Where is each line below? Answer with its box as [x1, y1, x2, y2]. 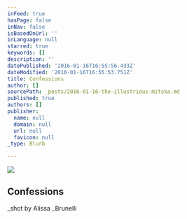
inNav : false [7, 23, 46, 30]
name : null [13, 114, 46, 121]
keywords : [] [7, 50, 46, 57]
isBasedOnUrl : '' [7, 29, 58, 37]
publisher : [7, 108, 39, 115]
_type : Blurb [7, 141, 46, 148]
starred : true [7, 43, 49, 50]
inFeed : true [7, 10, 46, 17]
